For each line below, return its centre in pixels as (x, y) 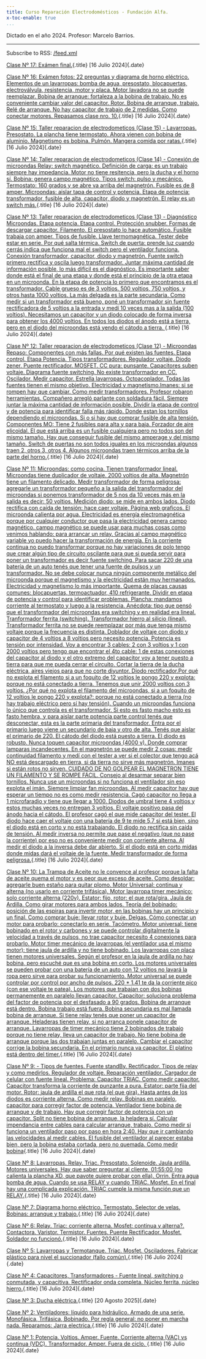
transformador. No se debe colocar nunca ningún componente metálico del (101, 573)
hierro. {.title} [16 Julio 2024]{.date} (51, 1288)
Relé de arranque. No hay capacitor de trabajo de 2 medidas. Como (92, 109)
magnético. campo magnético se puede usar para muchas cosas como (96, 527)
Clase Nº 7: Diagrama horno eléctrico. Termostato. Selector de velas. (93, 1207)
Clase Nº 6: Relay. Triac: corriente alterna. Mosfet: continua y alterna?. (95, 1225)
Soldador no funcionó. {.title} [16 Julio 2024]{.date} (71, 1238)
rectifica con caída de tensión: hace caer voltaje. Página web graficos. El (98, 507)
